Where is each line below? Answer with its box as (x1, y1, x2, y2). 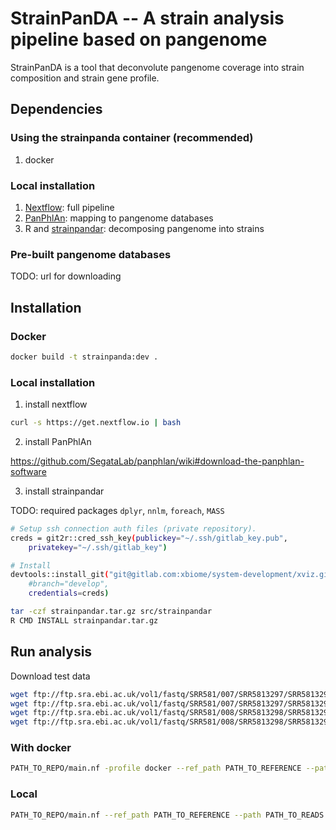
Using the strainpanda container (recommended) (10, 131, 254, 145)
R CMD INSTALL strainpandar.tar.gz (10, 615, 159, 626)
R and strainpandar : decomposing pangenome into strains (24, 222, 265, 234)
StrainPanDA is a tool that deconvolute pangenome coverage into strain (10, 61, 305, 73)
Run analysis (10, 643, 93, 661)
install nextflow (24, 398, 88, 411)
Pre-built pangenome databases (10, 247, 172, 261)
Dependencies (10, 101, 103, 118)
